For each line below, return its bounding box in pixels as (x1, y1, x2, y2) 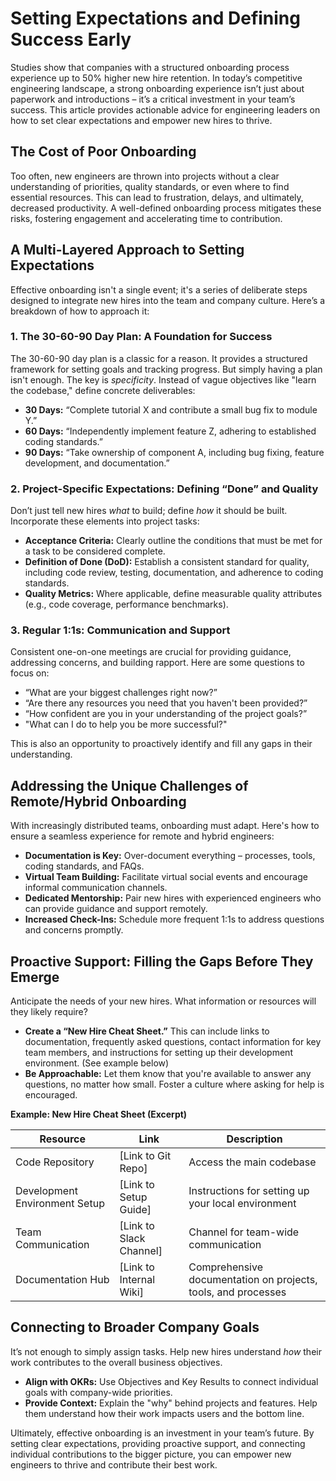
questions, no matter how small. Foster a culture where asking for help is (24, 1078, 325, 1091)
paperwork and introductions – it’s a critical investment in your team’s (10, 93, 296, 105)
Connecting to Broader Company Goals (10, 1319, 260, 1336)
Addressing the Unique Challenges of (10, 777, 249, 794)
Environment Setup (15, 1197, 105, 1211)
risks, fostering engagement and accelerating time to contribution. (10, 212, 283, 224)
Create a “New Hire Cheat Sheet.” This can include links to (24, 1025, 270, 1037)
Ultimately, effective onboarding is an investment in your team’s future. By (10, 1427, 315, 1439)
